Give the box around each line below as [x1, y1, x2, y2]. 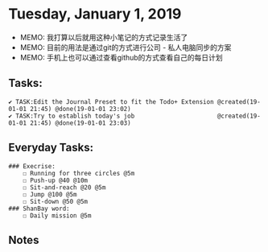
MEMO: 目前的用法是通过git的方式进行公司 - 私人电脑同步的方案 [19, 42, 232, 52]
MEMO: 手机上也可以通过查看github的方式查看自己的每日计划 [19, 52, 223, 62]
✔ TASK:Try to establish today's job [8, 112, 135, 120]
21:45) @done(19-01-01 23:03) [29, 118, 131, 127]
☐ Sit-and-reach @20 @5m [23, 183, 106, 192]
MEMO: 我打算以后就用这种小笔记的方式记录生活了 [19, 32, 188, 42]
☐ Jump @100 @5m [23, 190, 78, 198]
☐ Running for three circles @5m [23, 169, 135, 177]
